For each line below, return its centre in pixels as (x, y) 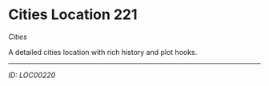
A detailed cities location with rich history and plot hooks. (103, 52)
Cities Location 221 (73, 15)
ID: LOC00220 (32, 75)
